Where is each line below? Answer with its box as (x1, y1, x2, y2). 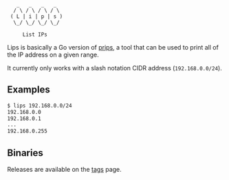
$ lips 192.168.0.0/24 (7, 102, 72, 109)
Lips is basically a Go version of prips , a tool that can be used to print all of (7, 43, 219, 51)
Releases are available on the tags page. (7, 166, 122, 173)
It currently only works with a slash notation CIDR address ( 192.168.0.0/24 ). (7, 64, 222, 72)
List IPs (22, 31, 48, 38)
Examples (7, 84, 50, 96)
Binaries (7, 147, 43, 159)
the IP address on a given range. (7, 50, 100, 59)
